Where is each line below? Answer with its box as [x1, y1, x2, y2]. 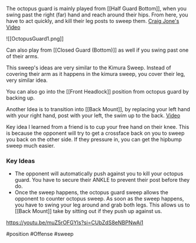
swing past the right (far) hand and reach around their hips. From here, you [6, 11, 188, 18]
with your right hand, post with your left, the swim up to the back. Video [6, 112, 181, 119]
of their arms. [6, 53, 40, 59]
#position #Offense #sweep [6, 231, 74, 238]
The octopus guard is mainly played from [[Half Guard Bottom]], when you [6, 5, 187, 12]
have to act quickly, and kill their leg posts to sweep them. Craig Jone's [6, 18, 179, 24]
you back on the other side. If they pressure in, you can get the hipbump [6, 136, 182, 143]
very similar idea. [6, 76, 48, 84]
